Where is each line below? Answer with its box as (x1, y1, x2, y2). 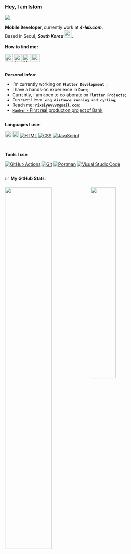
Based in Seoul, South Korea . (5, 33, 74, 39)
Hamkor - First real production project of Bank (12, 107, 103, 113)
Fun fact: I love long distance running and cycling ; (12, 97, 117, 102)
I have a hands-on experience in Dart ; (12, 86, 89, 92)
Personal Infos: (5, 72, 37, 77)
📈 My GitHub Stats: (5, 176, 46, 182)
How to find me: (5, 44, 38, 50)
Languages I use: (5, 122, 41, 127)
